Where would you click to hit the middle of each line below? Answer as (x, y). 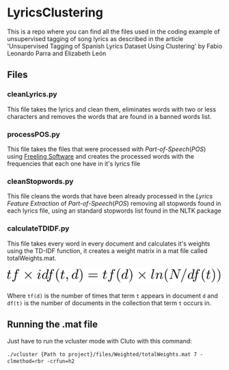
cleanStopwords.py (40, 181)
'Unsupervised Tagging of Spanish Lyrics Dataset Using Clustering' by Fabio (115, 46)
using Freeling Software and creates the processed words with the (101, 156)
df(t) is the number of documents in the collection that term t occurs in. (109, 303)
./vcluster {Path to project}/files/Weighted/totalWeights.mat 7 (102, 354)
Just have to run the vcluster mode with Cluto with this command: (100, 341)
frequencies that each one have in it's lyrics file (74, 163)
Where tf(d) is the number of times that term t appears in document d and (113, 295)
